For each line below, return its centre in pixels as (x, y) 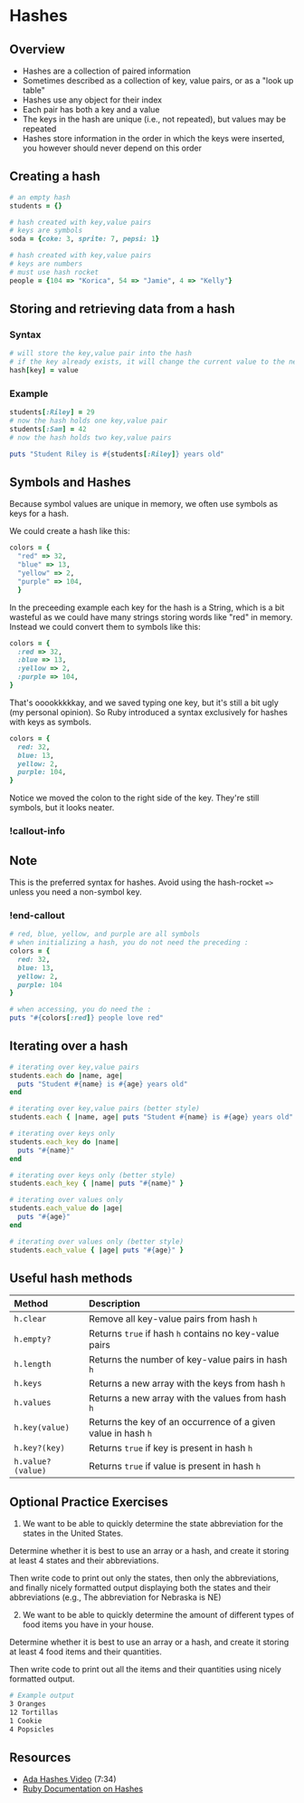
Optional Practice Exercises (89, 1502)
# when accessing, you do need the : (81, 1010)
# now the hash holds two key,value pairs (90, 437)
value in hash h (120, 1433)
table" (33, 90)
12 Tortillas (34, 1712)
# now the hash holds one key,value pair (89, 421)
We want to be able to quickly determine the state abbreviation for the (152, 1524)
